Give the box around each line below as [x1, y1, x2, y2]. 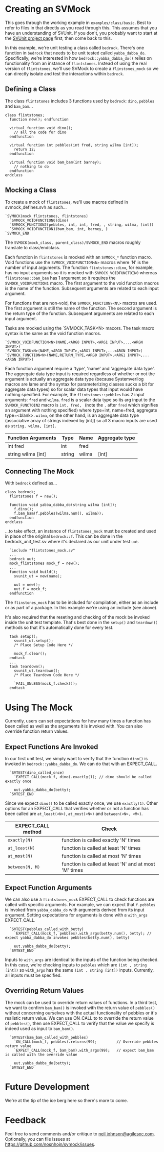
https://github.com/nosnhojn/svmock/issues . [5, 1141, 96, 1147]
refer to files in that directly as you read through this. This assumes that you [5, 24, 157, 30]
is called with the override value [5, 1052, 78, 1057]
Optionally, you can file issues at [5, 1136, 70, 1142]
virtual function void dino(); [9, 125, 73, 130]
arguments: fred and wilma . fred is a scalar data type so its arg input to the [5, 397, 155, 403]
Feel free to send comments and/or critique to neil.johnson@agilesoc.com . [5, 1130, 155, 1137]
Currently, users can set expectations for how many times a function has [5, 718, 151, 724]
